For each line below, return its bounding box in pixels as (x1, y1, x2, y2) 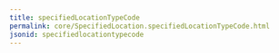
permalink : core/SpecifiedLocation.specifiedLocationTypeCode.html (9, 22, 271, 31)
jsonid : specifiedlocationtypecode (9, 30, 144, 39)
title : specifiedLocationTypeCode (9, 13, 141, 22)
